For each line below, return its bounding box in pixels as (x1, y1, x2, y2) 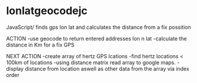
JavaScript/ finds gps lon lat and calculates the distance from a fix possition (6, 24, 191, 31)
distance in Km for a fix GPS (6, 41, 75, 48)
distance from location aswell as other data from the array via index (24, 65, 189, 72)
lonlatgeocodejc (6, 4, 88, 18)
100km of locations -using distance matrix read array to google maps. (6, 59, 176, 66)
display (6, 65, 24, 72)
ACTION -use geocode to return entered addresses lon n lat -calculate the (6, 35, 188, 42)
